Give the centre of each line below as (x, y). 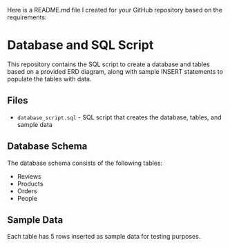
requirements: (27, 17)
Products (30, 184)
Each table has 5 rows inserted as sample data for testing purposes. (104, 237)
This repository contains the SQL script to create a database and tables (109, 64)
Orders (27, 191)
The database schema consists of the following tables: (85, 163)
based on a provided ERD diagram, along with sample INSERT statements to (115, 71)
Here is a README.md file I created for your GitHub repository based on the (115, 10)
